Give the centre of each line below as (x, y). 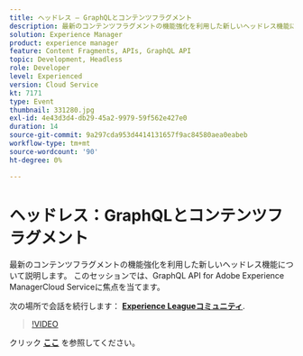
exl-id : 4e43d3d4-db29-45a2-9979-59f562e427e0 (98, 118)
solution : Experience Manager (66, 34)
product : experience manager (64, 43)
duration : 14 (34, 127)
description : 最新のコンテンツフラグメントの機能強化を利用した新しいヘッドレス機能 (150, 26)
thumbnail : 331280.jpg (52, 110)
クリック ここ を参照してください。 (75, 342)
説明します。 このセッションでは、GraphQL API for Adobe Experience (155, 276)
